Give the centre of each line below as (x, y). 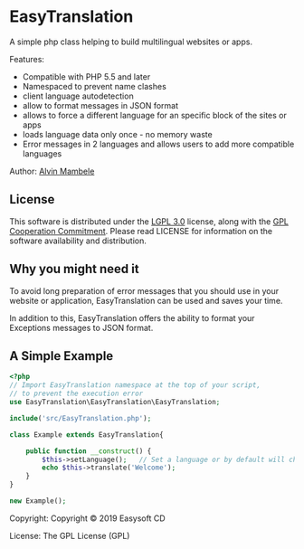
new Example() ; (38, 501)
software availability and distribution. (78, 241)
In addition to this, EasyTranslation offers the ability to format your (132, 317)
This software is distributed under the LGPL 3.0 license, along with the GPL (149, 221)
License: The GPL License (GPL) (70, 535)
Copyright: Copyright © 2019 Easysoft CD (87, 518)
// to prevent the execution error (76, 394)
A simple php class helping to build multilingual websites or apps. (131, 42)
